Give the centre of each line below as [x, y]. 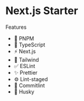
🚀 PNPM [24, 38]
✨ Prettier [26, 72]
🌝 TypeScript [29, 45]
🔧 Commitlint [29, 85]
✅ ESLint [24, 66]
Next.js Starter [42, 11]
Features [16, 27]
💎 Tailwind [26, 59]
